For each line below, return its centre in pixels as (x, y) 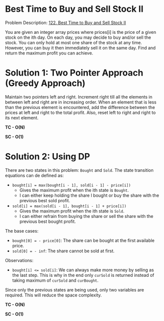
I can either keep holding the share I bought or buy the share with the (89, 195)
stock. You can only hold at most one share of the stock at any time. (73, 42)
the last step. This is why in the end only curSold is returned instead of (83, 275)
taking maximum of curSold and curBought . (55, 280)
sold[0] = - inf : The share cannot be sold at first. (63, 251)
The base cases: (22, 231)
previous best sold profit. (45, 200)
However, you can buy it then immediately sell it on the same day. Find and (80, 48)
